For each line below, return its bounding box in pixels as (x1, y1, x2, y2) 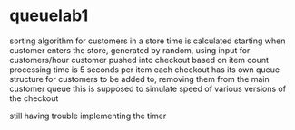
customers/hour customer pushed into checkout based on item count (9, 54, 270, 65)
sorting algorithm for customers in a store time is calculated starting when (9, 35, 286, 46)
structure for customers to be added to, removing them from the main (9, 73, 270, 84)
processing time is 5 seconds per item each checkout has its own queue (9, 64, 280, 75)
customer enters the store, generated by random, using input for (9, 44, 251, 55)
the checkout (9, 92, 59, 104)
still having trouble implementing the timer (9, 110, 167, 121)
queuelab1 (9, 5, 89, 26)
